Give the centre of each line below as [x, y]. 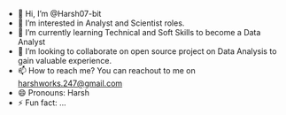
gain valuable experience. [65, 61]
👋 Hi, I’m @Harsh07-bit [59, 14]
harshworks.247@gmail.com [70, 83]
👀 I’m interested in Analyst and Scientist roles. [101, 23]
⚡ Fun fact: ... [42, 103]
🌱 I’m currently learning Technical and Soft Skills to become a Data [139, 32]
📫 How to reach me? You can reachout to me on [107, 70]
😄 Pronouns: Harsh [54, 92]
